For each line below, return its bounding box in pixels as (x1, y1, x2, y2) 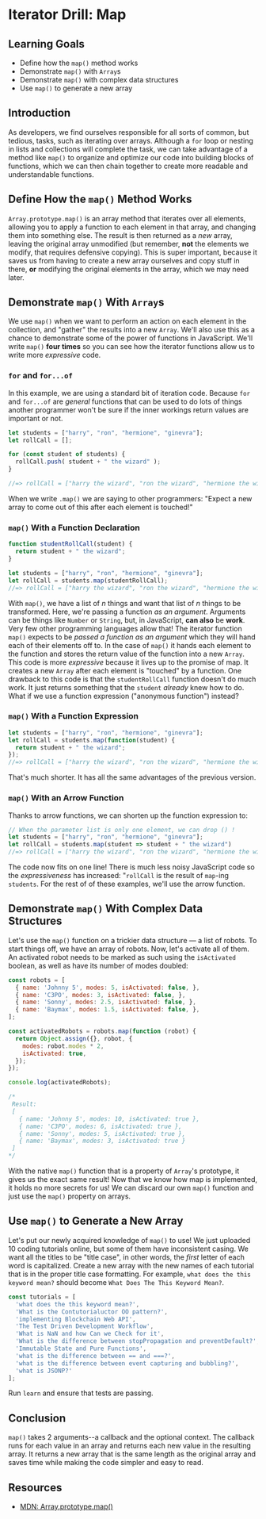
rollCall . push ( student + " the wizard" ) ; (15, 458, 161, 466)
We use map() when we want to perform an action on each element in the (8, 316, 247, 326)
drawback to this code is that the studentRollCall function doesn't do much (8, 674, 256, 684)
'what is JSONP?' (15, 1367, 73, 1375)
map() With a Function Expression (8, 711, 139, 722)
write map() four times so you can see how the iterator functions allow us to (8, 342, 255, 351)
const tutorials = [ (8, 1293, 77, 1301)
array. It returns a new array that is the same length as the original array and (8, 1449, 256, 1459)
